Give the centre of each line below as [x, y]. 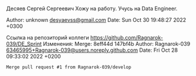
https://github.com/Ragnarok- [127, 37]
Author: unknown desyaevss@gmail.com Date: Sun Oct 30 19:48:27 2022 [96, 20]
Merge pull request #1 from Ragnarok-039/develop [69, 67]
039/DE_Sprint [24, 44]
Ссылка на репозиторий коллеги [48, 37]
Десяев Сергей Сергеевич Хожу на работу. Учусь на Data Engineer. [92, 9]
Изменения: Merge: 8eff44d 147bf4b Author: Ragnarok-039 [117, 44]
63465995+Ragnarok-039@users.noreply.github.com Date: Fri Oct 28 [92, 50]
